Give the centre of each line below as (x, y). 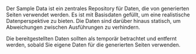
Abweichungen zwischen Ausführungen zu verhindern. (73, 27)
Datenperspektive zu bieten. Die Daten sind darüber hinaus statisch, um (94, 21)
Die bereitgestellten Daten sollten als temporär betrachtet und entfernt (92, 38)
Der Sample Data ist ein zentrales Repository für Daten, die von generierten (98, 9)
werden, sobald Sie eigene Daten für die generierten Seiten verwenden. (93, 45)
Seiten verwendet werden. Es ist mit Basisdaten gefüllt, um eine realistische (98, 15)
